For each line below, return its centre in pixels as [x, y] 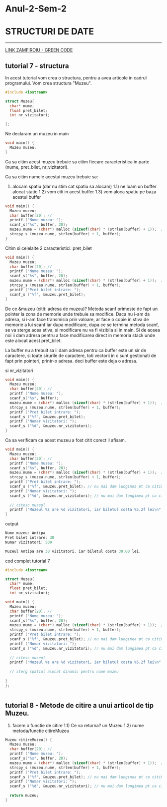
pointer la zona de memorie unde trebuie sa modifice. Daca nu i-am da [78, 314]
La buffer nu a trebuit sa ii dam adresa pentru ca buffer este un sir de [76, 350]
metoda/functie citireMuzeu [41, 731]
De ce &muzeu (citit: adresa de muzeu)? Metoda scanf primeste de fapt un [82, 309]
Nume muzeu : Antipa [25, 533]
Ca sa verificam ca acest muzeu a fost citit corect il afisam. [66, 440]
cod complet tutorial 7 [28, 561]
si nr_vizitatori [19, 371]
